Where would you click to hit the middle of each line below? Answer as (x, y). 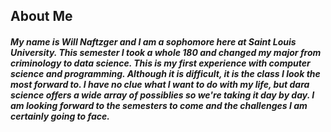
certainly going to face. (60, 116)
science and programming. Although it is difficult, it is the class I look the (165, 73)
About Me (41, 16)
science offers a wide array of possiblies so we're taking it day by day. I (162, 95)
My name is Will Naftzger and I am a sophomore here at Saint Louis (153, 41)
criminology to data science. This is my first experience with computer (160, 63)
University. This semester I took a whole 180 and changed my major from (166, 52)
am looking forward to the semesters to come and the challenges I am (159, 105)
